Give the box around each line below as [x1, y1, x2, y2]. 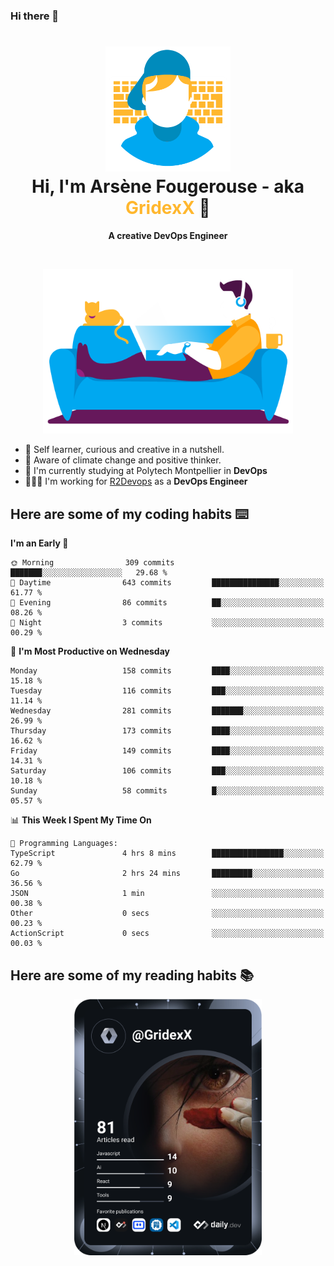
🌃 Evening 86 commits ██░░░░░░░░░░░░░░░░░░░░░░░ [10, 598, 325, 608]
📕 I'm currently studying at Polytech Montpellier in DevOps [24, 465, 268, 477]
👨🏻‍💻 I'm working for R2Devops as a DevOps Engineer [24, 475, 248, 488]
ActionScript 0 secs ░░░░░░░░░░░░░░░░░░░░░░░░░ [10, 929, 325, 939]
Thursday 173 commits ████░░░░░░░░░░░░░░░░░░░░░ [10, 726, 325, 736]
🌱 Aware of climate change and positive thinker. [24, 454, 222, 466]
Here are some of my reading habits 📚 [10, 967, 255, 984]
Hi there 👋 [10, 9, 60, 23]
